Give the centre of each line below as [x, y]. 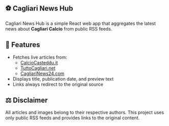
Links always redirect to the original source [58, 84]
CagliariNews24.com [42, 73]
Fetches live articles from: [40, 57]
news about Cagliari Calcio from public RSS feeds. [59, 29]
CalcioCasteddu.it [39, 62]
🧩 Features [23, 45]
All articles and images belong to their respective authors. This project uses [85, 112]
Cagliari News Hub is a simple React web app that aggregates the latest [81, 23]
